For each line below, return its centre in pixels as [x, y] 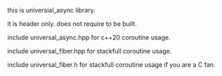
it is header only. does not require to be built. [72, 24]
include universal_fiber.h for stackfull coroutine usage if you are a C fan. [111, 65]
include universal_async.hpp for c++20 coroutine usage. [89, 37]
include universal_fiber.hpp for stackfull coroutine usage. [90, 51]
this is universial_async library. [52, 10]
